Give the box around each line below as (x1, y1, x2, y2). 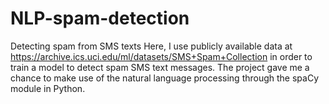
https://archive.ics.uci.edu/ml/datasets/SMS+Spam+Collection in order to (10, 50, 313, 62)
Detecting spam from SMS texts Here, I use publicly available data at (10, 40, 293, 52)
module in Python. (10, 82, 86, 94)
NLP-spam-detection (10, 7, 190, 30)
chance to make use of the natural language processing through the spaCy (10, 72, 320, 84)
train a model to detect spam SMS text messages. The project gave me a (10, 61, 310, 73)
